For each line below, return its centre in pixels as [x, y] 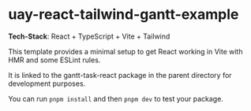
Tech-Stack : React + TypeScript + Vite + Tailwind [89, 36]
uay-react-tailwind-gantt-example [124, 15]
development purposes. [47, 83]
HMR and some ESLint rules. [54, 60]
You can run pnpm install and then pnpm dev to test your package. [116, 98]
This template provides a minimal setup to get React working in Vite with [126, 51]
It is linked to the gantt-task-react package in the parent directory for [120, 75]
